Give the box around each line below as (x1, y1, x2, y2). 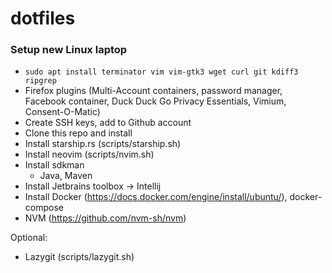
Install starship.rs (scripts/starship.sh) (24, 138, 182, 150)
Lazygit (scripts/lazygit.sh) (24, 251, 135, 263)
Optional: (10, 232, 48, 244)
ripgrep (24, 76, 57, 86)
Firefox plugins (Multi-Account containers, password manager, (24, 85, 283, 97)
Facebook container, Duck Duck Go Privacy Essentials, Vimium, (24, 95, 287, 107)
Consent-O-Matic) (24, 106, 101, 118)
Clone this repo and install (24, 127, 133, 139)
